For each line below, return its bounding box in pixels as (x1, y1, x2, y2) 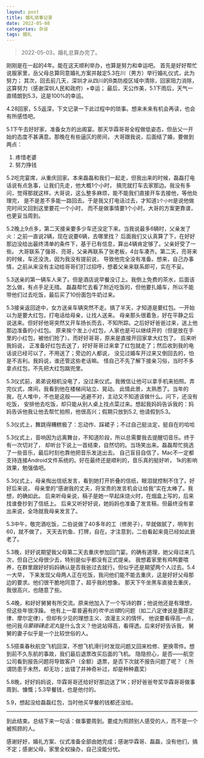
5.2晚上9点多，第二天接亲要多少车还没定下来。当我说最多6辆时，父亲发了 (6, 225, 191, 233)
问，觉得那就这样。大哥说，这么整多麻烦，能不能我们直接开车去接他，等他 (6, 189, 192, 197)
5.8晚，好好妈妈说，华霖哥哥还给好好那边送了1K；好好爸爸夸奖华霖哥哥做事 (6, 678, 195, 686)
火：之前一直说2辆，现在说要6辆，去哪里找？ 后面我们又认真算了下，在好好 (6, 233, 195, 240)
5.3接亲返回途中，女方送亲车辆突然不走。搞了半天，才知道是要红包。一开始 (6, 304, 195, 312)
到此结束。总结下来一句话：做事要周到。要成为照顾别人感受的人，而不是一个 (6, 717, 198, 725)
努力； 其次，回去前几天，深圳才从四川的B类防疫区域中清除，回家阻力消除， (6, 77, 198, 84)
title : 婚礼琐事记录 (6, 15, 53, 21)
